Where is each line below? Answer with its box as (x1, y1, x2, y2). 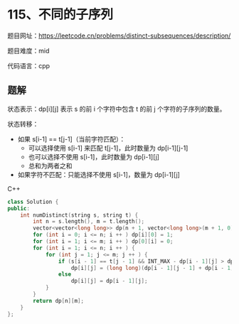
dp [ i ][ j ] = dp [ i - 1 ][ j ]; (70, 278, 148, 285)
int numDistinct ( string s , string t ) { (20, 211, 139, 219)
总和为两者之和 (28, 161, 73, 170)
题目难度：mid (7, 46, 50, 55)
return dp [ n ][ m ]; (33, 297, 84, 304)
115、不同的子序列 (7, 6, 114, 23)
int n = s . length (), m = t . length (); (33, 218, 144, 225)
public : (7, 205, 31, 212)
